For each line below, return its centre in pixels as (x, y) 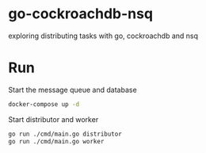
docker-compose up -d (44, 104)
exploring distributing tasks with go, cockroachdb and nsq (103, 36)
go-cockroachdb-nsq (80, 14)
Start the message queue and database (72, 90)
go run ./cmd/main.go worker (56, 141)
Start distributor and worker (53, 119)
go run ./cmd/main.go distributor (65, 134)
